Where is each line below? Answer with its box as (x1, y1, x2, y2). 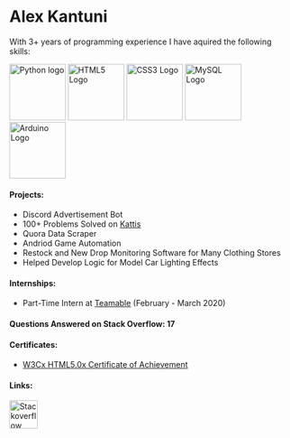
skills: (9, 45, 31, 56)
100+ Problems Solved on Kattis (22, 219, 141, 229)
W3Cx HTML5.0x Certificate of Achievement (22, 359, 188, 370)
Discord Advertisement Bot (22, 210, 123, 220)
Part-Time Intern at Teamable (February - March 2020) (22, 298, 226, 309)
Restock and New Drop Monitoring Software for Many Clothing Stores (22, 247, 281, 258)
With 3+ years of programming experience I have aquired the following (9, 36, 272, 47)
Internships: (9, 277, 57, 288)
